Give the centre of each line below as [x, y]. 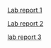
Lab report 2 [25, 23]
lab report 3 [24, 37]
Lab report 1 [25, 10]
